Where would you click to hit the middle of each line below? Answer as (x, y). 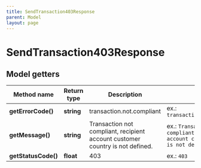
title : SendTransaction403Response (51, 12)
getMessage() (30, 135)
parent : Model (24, 17)
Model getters (33, 74)
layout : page (22, 23)
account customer (115, 139)
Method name (33, 95)
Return (74, 91)
